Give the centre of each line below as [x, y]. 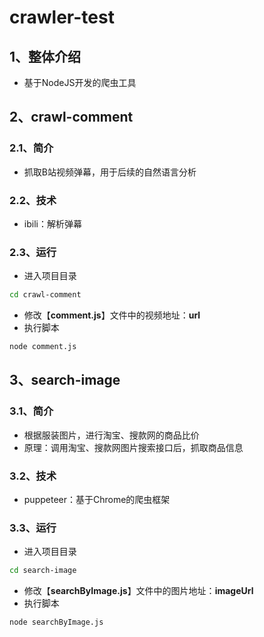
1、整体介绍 [45, 56]
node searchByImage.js [56, 622]
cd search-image [43, 571]
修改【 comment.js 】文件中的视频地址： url [112, 315]
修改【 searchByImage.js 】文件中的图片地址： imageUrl [138, 591]
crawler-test [62, 17]
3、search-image [65, 380]
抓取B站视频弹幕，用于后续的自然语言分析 [110, 172]
